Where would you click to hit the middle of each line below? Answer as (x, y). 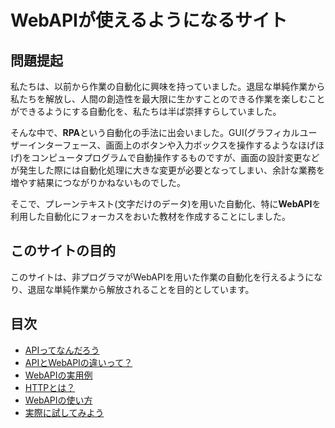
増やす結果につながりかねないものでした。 (98, 182)
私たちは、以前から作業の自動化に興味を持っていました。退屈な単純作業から (168, 86)
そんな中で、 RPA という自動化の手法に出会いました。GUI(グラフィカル (155, 132)
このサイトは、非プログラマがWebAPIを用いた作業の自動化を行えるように (162, 277)
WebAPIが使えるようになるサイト (149, 20)
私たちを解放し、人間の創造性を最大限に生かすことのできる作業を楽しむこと (168, 99)
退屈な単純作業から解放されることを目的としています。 (141, 289)
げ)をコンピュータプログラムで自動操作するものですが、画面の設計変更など (165, 157)
